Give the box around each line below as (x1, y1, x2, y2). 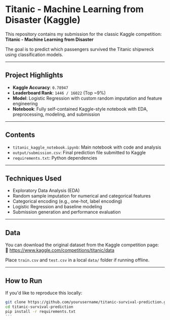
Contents (5, 130, 35, 140)
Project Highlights (5, 71, 63, 79)
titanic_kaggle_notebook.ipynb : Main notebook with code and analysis (12, 144, 161, 150)
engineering (12, 100, 38, 107)
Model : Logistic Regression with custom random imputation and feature (12, 95, 162, 101)
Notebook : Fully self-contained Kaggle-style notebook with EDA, (12, 106, 148, 112)
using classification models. (5, 52, 63, 58)
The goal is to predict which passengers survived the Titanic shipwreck (5, 46, 154, 52)
